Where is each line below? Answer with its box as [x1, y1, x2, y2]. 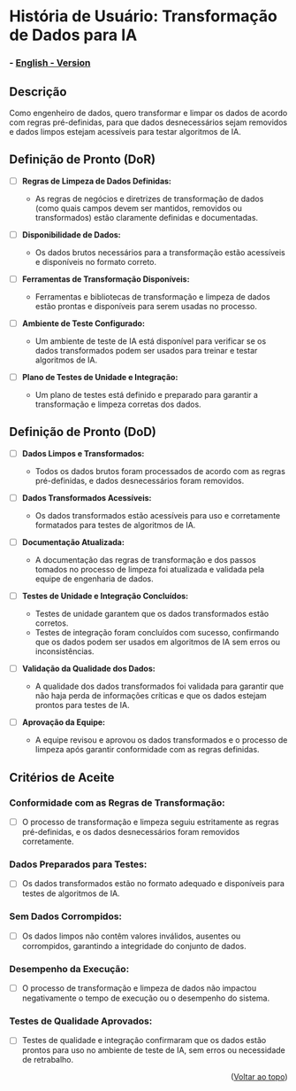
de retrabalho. [21, 1055, 74, 1065]
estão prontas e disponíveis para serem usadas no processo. [34, 300, 258, 311]
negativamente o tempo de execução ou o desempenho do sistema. [21, 993, 270, 1003]
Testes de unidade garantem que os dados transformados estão [34, 609, 269, 620]
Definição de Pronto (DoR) [9, 152, 156, 168]
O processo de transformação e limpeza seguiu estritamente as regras [21, 816, 280, 827]
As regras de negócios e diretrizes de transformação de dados [34, 193, 264, 204]
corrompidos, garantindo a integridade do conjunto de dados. [21, 940, 247, 951]
